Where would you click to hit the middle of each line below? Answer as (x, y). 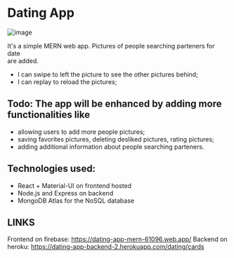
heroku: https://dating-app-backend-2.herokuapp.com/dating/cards (106, 247)
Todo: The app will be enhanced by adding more (115, 104)
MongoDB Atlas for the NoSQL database (76, 201)
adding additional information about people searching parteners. (111, 147)
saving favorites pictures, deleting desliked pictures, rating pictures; (116, 139)
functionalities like (48, 115)
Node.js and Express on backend (65, 193)
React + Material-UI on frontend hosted (74, 185)
